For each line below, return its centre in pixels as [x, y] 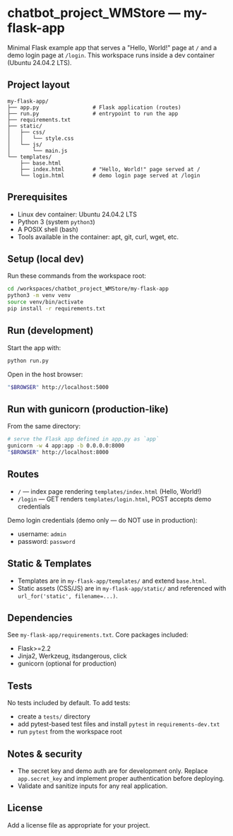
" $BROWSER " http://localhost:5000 [58, 387]
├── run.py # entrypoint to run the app [93, 114]
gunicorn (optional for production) [67, 663]
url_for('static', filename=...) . [67, 596]
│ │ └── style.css [41, 138]
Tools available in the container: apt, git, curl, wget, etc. [98, 237]
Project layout [39, 85]
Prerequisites [37, 197]
